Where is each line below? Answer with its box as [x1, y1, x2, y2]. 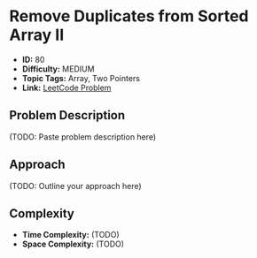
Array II [9, 25, 65, 45]
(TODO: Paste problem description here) [9, 131, 157, 142]
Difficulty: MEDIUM [21, 64, 95, 74]
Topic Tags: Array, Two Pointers [21, 72, 140, 83]
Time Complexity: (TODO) [21, 230, 120, 240]
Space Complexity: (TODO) [21, 239, 125, 249]
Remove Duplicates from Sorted [9, 6, 249, 27]
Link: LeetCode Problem [21, 82, 112, 93]
